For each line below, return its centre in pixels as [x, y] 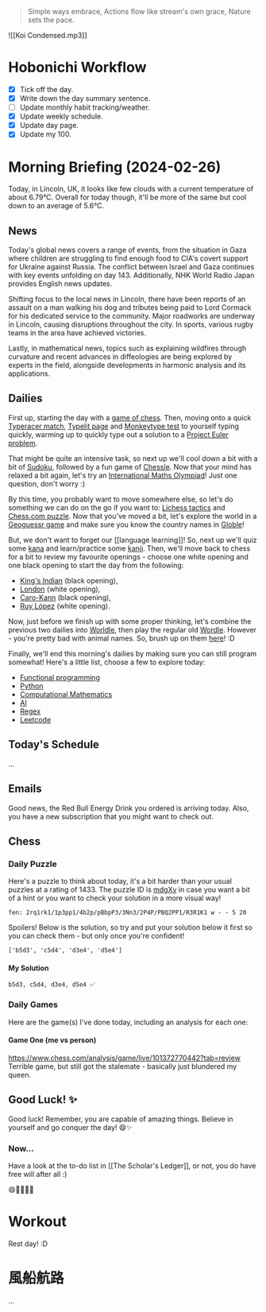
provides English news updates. [60, 284]
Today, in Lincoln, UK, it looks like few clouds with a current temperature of [131, 189]
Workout [38, 1222]
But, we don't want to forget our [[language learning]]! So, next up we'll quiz [133, 540]
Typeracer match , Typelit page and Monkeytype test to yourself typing [124, 426]
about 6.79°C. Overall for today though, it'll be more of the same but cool [127, 197]
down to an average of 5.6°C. [56, 206]
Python [31, 686]
